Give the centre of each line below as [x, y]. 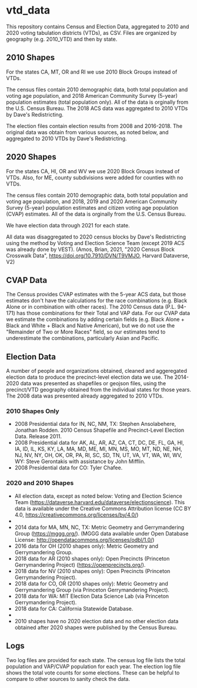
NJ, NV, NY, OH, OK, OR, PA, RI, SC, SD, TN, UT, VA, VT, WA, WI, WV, [98, 455]
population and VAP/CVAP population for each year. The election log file [94, 666]
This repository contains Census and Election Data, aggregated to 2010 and [98, 27]
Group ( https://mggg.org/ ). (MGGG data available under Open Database [101, 533]
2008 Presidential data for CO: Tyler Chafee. [69, 468]
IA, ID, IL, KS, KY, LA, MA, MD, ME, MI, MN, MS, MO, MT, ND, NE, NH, [98, 449]
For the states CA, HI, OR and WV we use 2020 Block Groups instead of [93, 171]
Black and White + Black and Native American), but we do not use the [91, 326]
